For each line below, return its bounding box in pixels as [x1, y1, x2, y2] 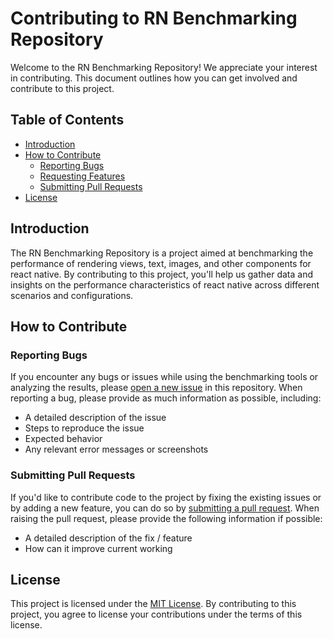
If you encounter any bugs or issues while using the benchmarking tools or [10, 371, 319, 383]
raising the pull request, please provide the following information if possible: [10, 512, 323, 524]
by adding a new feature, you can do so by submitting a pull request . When [10, 502, 320, 514]
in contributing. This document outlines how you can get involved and [10, 72, 298, 84]
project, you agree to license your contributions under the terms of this [10, 608, 303, 621]
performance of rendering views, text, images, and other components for [10, 257, 312, 269]
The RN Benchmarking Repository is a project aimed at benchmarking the [10, 247, 314, 259]
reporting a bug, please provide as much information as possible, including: [10, 392, 322, 404]
